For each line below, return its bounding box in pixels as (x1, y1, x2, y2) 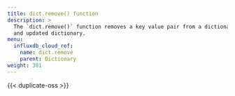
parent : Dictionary (20, 56, 77, 63)
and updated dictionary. (13, 29, 86, 37)
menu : (7, 36, 23, 43)
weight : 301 (7, 62, 42, 69)
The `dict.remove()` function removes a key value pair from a (13, 23, 201, 30)
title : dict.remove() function (7, 10, 99, 17)
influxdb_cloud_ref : (13, 42, 73, 49)
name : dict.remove (20, 49, 73, 56)
